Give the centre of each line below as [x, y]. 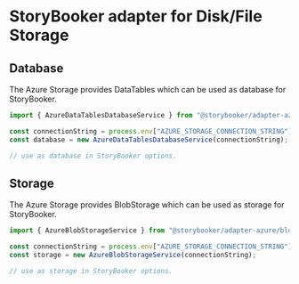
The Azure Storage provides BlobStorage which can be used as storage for [147, 205]
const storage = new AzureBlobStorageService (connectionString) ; [133, 256]
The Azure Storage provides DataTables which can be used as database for [148, 89]
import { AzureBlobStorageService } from [87, 231]
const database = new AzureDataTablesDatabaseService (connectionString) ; [149, 140]
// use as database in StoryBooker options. [93, 156]
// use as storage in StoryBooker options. [91, 271]
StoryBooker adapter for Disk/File [136, 16]
